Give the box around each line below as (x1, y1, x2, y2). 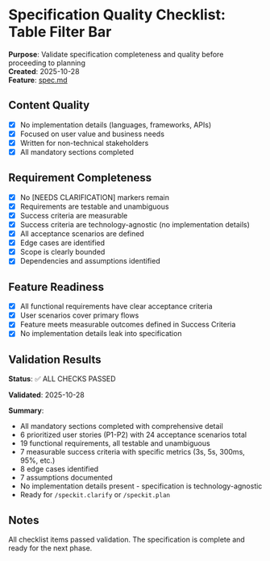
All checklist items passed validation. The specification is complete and (8, 534, 246, 544)
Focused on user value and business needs (19, 129, 165, 139)
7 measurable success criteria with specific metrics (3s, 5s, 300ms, (19, 447, 246, 457)
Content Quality (8, 98, 90, 112)
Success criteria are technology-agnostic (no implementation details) (19, 220, 250, 229)
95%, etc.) (19, 455, 56, 465)
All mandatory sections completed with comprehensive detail (19, 422, 223, 431)
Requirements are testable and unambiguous (19, 202, 169, 211)
